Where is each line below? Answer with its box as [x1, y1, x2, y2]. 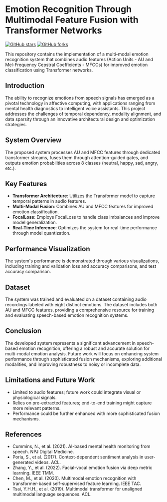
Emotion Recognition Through [5, 4, 132, 15]
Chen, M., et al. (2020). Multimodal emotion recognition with [12, 475, 137, 481]
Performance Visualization [5, 244, 90, 253]
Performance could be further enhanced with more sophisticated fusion [12, 410, 161, 416]
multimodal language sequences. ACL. [12, 491, 92, 497]
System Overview [5, 136, 62, 145]
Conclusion [5, 327, 42, 335]
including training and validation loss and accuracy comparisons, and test [5, 263, 157, 269]
